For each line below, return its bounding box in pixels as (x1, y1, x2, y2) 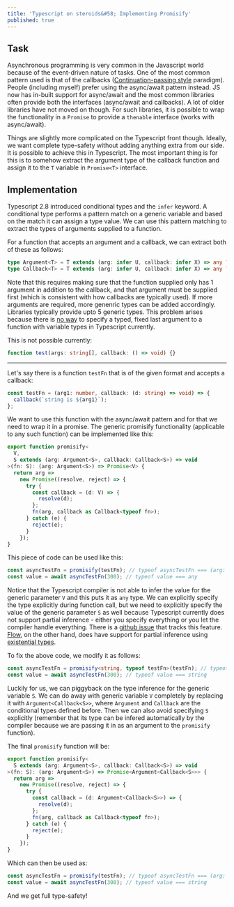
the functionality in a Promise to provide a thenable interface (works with (7, 113, 214, 121)
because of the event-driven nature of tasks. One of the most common (7, 68, 210, 77)
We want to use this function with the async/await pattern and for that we (7, 415, 218, 423)
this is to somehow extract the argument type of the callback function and (7, 156, 219, 165)
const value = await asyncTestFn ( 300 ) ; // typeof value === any (7, 574, 198, 580)
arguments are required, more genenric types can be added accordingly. (7, 300, 216, 308)
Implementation (7, 183, 78, 195)
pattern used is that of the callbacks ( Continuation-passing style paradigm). (7, 76, 225, 84)
